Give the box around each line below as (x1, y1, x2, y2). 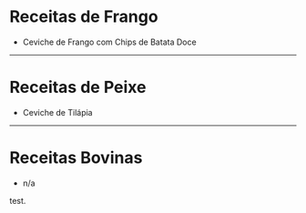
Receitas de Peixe (9, 77, 147, 97)
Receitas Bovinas (9, 147, 143, 168)
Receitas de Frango (9, 6, 158, 27)
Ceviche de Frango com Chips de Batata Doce (22, 36, 198, 47)
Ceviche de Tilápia (22, 106, 93, 117)
